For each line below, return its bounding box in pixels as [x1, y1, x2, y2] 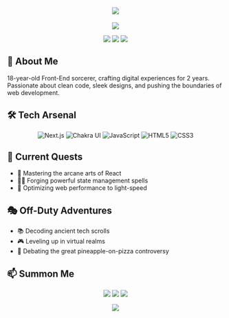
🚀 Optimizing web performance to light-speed [17, 184, 148, 192]
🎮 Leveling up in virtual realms [17, 237, 105, 246]
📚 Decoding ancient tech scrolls [17, 227, 110, 235]
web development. [7, 88, 60, 96]
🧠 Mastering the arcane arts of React [17, 169, 122, 178]
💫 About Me [7, 56, 58, 67]
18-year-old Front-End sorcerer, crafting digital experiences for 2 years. [7, 74, 210, 82]
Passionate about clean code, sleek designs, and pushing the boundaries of [7, 81, 222, 89]
